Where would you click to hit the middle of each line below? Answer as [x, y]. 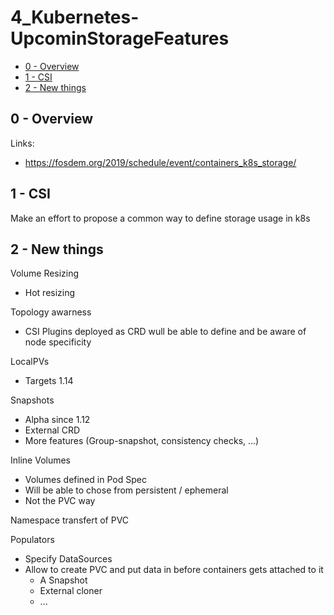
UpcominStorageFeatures [120, 38]
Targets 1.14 [49, 381]
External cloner [71, 591]
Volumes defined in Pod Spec [85, 480]
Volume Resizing [45, 273]
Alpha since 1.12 [57, 420]
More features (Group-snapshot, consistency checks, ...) [142, 441]
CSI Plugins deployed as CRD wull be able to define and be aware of [165, 332]
